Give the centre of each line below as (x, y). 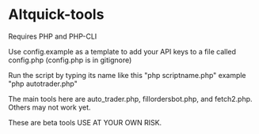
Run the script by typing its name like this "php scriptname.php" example (128, 75)
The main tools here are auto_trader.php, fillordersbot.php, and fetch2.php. (130, 99)
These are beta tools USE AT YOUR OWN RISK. (85, 122)
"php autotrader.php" (43, 84)
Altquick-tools (56, 15)
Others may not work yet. (50, 107)
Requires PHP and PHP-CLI (53, 36)
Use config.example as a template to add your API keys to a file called (122, 51)
